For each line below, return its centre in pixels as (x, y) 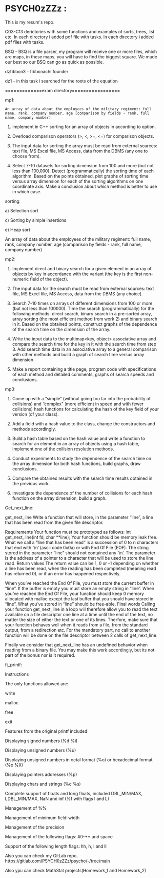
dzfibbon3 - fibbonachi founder (37, 71)
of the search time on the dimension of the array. (61, 329)
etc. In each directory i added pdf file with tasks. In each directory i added (79, 37)
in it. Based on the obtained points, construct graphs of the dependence (85, 324)
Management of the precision (35, 827)
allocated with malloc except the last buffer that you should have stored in (79, 598)
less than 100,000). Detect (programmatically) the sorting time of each (83, 171)
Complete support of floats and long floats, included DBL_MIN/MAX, (74, 793)
